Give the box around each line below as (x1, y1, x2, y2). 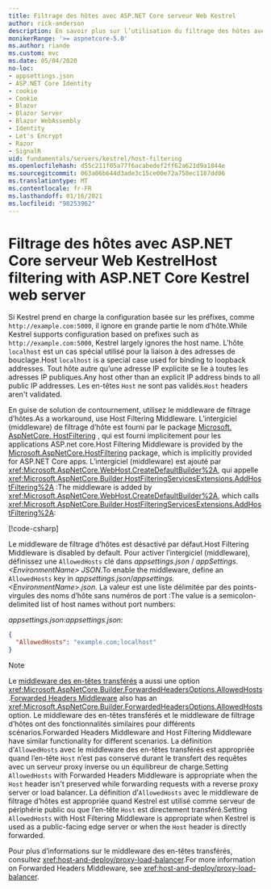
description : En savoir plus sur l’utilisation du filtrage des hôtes (8, 27, 251, 35)
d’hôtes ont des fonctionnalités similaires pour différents (8, 719, 195, 729)
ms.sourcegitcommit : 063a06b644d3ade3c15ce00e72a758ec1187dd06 (8, 170, 226, 178)
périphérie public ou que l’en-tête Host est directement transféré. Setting (8, 805, 248, 815)
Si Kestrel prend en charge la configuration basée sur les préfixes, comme (8, 312, 255, 322)
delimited (8, 599, 40, 610)
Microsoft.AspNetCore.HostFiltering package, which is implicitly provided (8, 448, 252, 458)
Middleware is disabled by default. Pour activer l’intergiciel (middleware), (8, 548, 251, 558)
